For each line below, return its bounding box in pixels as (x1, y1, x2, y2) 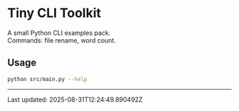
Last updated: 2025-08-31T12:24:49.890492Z (7, 95, 143, 104)
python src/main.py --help (7, 75, 87, 83)
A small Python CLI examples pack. (7, 28, 111, 37)
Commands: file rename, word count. (7, 36, 116, 44)
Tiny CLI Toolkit (7, 5, 102, 21)
